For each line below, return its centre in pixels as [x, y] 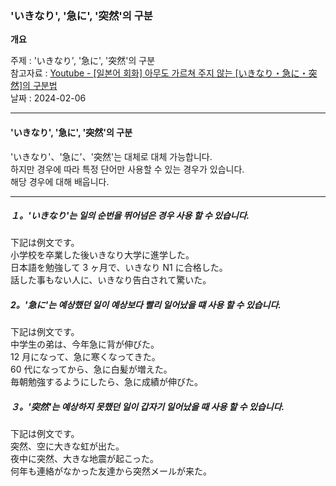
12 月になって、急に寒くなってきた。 [85, 357]
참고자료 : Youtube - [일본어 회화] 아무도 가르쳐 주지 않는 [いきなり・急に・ [159, 73]
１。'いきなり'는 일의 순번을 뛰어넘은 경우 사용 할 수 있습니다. [130, 216]
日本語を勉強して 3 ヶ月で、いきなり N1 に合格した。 [119, 268]
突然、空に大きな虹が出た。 [67, 446]
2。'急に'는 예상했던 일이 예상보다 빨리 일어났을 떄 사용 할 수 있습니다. [146, 305]
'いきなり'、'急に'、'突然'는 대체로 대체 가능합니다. [111, 156]
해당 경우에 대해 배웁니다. [60, 181]
